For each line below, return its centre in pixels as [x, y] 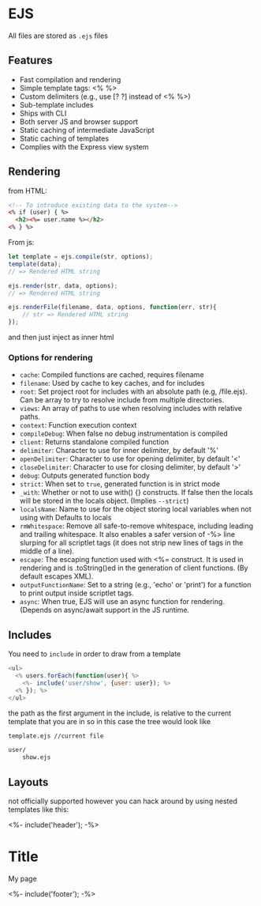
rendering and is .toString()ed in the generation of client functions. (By [134, 568]
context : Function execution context [78, 425]
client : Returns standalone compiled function [94, 442]
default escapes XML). [56, 576]
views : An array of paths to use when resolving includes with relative [131, 409]
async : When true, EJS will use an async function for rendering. [122, 602]
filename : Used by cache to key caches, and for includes [112, 383]
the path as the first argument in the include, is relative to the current [120, 713]
